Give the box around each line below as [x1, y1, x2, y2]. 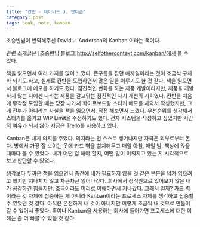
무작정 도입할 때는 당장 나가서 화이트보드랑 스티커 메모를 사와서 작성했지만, [12, 100, 186, 107]
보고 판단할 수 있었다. [6, 157, 56, 164]
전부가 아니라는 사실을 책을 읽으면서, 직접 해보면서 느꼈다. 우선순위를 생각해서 [12, 107, 193, 114]
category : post [6, 14, 44, 20]
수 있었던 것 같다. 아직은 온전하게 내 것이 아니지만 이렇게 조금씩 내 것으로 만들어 [6, 200, 191, 207]
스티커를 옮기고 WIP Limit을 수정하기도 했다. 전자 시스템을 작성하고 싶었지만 [6, 115, 183, 122]
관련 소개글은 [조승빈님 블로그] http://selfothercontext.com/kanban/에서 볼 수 [6, 50, 189, 57]
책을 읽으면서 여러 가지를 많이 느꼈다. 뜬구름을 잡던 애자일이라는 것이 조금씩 [6, 70, 181, 77]
